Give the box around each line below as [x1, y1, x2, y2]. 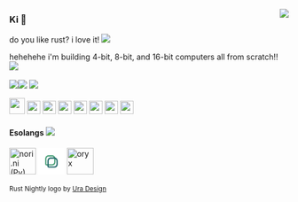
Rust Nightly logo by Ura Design [9, 184, 106, 194]
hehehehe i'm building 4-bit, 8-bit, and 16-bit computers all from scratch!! [9, 51, 278, 62]
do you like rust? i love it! [9, 35, 100, 45]
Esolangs [9, 127, 44, 137]
